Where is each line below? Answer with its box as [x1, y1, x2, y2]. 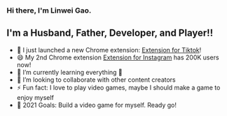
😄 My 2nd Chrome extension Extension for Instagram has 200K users [16, 53, 219, 61]
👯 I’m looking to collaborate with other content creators [16, 75, 176, 84]
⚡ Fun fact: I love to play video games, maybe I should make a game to [16, 83, 221, 92]
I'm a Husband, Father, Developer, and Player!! [6, 27, 214, 39]
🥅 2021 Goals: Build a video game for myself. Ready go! [16, 101, 177, 109]
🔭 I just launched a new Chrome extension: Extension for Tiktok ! [16, 45, 202, 54]
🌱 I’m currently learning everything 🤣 [16, 68, 123, 76]
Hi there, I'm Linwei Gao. [6, 6, 92, 15]
